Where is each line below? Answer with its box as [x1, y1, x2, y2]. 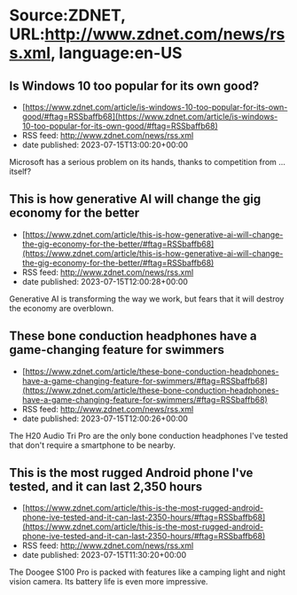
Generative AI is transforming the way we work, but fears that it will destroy [9, 294, 285, 304]
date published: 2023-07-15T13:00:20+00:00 [21, 139, 189, 150]
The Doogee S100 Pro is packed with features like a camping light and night [9, 567, 286, 577]
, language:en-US [50, 43, 183, 63]
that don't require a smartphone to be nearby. [9, 440, 176, 450]
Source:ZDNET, [9, 5, 126, 26]
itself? [9, 166, 32, 176]
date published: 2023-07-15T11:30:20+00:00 [21, 550, 187, 560]
